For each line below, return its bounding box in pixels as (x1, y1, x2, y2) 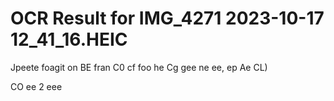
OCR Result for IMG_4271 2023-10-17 (10, 7, 325, 30)
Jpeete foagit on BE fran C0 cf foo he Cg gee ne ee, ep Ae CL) (10, 61, 268, 73)
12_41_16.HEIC (10, 28, 128, 51)
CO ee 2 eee (10, 80, 63, 92)
